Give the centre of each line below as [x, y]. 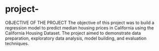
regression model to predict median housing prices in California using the [79, 27]
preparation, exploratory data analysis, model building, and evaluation [76, 38]
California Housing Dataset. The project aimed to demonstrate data [73, 33]
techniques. [17, 43]
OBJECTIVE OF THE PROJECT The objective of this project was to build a [80, 23]
